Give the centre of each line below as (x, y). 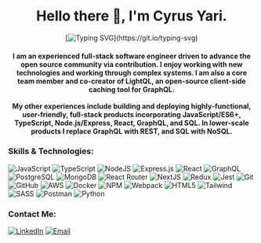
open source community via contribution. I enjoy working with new (132, 64)
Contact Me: (32, 214)
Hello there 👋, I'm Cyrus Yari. (132, 16)
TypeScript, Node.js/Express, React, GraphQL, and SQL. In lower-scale (132, 123)
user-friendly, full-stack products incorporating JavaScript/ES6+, (132, 114)
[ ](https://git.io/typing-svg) (132, 38)
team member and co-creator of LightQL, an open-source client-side (132, 81)
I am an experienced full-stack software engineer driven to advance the (132, 56)
